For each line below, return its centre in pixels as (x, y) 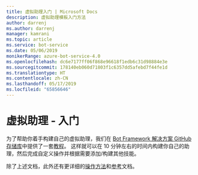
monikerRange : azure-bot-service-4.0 (53, 56)
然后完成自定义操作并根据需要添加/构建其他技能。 (78, 153)
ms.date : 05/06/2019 (32, 51)
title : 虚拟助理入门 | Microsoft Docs (52, 12)
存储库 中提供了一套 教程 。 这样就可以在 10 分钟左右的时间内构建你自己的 (95, 146)
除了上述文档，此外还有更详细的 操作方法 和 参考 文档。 (72, 166)
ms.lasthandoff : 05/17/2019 (41, 84)
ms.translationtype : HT (36, 73)
